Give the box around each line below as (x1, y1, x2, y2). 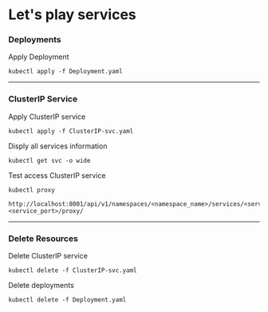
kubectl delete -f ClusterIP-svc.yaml (8, 267, 137, 274)
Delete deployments (8, 281, 74, 290)
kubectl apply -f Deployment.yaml (8, 68, 124, 76)
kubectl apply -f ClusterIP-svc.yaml (8, 127, 134, 135)
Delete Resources (8, 233, 78, 244)
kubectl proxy (8, 186, 56, 194)
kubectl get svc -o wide (8, 156, 91, 164)
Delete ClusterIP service (8, 251, 88, 261)
